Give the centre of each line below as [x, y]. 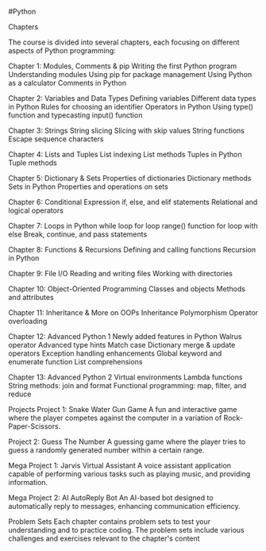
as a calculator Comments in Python [67, 83]
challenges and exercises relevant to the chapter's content [104, 538]
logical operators [36, 210]
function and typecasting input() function [75, 115]
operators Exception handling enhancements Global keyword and [115, 353]
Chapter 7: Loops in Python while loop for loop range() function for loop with [133, 226]
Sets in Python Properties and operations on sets [88, 187]
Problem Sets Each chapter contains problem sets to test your [110, 522]
